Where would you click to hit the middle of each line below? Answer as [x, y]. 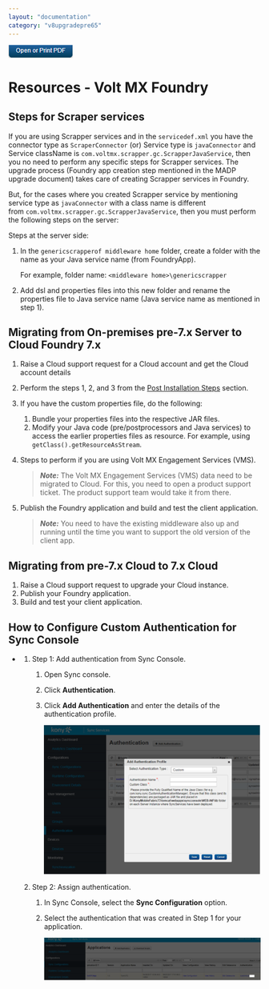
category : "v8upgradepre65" [55, 25]
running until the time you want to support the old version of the [145, 532]
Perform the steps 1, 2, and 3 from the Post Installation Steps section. [134, 388]
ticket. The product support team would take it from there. [136, 493]
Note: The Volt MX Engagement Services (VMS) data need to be [146, 475]
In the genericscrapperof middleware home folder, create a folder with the [140, 250]
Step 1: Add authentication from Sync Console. [109, 659]
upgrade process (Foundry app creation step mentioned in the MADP [122, 170]
